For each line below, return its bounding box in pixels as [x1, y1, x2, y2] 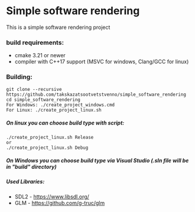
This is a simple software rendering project [6, 24, 110, 31]
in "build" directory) [6, 164, 57, 171]
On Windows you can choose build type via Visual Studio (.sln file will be [6, 157, 189, 164]
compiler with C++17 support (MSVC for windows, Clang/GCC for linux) [14, 58, 189, 66]
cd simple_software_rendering [6, 96, 81, 103]
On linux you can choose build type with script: [6, 119, 125, 126]
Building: [6, 73, 32, 81]
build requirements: [6, 38, 64, 47]
